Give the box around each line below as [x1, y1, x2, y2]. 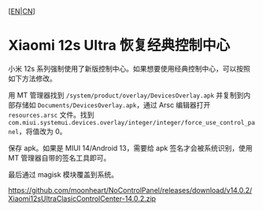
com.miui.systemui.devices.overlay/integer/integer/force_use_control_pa [8, 118, 256, 126]
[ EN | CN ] [8, 7, 35, 16]
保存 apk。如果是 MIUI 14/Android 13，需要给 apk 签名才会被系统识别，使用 [8, 143, 254, 152]
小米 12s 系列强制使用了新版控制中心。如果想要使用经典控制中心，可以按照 [8, 64, 250, 73]
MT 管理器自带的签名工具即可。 [8, 153, 111, 162]
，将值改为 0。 [18, 126, 67, 136]
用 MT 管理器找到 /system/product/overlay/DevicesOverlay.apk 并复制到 [8, 90, 244, 100]
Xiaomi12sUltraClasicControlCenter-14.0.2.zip [8, 194, 156, 203]
